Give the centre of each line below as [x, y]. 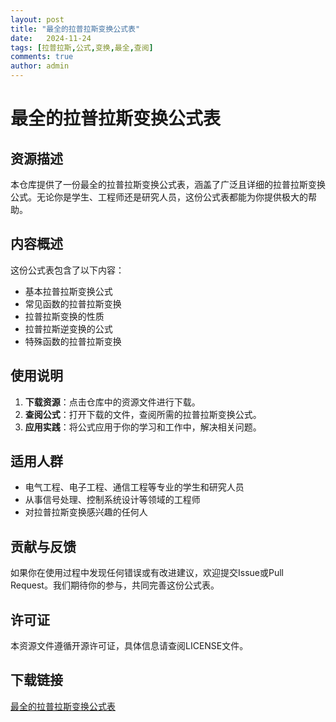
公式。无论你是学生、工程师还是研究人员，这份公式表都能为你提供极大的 [159, 197]
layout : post [37, 19]
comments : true [42, 57]
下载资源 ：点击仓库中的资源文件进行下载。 [112, 402]
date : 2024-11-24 [51, 38]
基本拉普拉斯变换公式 [68, 291]
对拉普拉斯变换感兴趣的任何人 [86, 512]
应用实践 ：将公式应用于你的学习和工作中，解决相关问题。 [143, 427]
